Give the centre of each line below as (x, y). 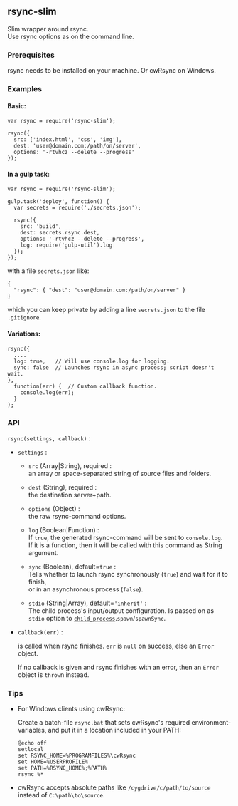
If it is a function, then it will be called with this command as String (125, 545)
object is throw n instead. (53, 675)
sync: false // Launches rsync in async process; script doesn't (114, 367)
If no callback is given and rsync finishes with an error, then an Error (118, 667)
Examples (25, 89)
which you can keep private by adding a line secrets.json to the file (107, 310)
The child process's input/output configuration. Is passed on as (121, 610)
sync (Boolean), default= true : (72, 567)
